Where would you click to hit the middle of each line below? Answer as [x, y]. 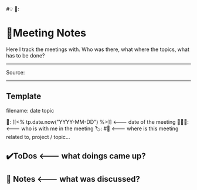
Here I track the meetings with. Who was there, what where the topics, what [98, 49]
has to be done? [26, 55]
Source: [16, 72]
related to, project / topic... [38, 137]
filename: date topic [30, 110]
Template [24, 96]
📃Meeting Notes [46, 33]
